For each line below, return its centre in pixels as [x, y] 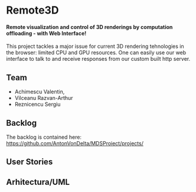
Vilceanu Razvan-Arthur [44, 98]
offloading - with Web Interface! [46, 33]
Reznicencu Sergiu [37, 105]
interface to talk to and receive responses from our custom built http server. [98, 59]
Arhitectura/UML [38, 182]
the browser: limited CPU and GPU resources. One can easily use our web [96, 53]
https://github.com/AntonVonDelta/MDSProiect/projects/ [75, 144]
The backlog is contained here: [44, 137]
